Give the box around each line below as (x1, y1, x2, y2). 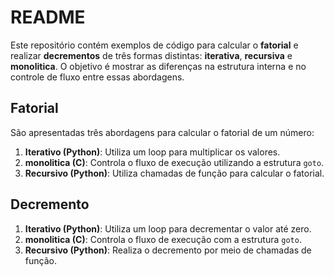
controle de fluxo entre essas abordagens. (10, 71, 185, 83)
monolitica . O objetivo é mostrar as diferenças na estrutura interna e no (10, 60, 307, 72)
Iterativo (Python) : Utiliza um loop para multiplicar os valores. (24, 146, 281, 158)
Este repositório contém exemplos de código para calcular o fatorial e (10, 39, 299, 51)
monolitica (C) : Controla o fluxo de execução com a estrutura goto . (24, 233, 302, 245)
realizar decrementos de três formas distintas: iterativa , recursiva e (10, 49, 293, 61)
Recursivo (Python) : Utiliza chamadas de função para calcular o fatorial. (24, 167, 325, 179)
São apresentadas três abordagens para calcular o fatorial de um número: (10, 126, 315, 138)
